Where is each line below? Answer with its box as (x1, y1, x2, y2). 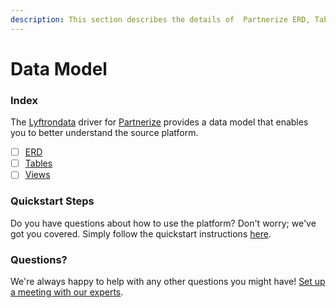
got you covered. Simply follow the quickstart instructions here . (10, 227, 272, 240)
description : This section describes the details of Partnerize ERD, (10, 14, 311, 25)
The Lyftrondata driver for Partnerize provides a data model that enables (10, 116, 309, 128)
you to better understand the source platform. (10, 127, 199, 139)
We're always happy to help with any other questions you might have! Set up (10, 275, 326, 287)
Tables (24, 157, 53, 170)
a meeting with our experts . (10, 286, 124, 298)
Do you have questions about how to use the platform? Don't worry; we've (10, 217, 317, 229)
